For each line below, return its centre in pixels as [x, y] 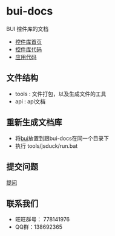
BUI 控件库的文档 [28, 29]
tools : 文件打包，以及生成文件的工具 [61, 94]
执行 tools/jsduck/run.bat [46, 146]
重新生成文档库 [34, 123]
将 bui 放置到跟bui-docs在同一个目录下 [62, 138]
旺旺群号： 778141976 [42, 220]
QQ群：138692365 [38, 227]
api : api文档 [30, 101]
